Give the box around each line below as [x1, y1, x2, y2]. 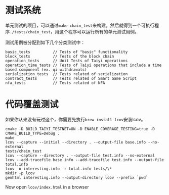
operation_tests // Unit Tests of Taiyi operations [5, 58, 128, 63]
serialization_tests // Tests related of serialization [5, 71, 128, 76]
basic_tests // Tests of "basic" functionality [5, 49, 128, 55]
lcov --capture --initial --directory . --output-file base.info [5, 139, 146, 144]
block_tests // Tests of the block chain [5, 54, 114, 59]
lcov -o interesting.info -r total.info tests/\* [5, 166, 112, 171]
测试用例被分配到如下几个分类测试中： [5, 39, 85, 45]
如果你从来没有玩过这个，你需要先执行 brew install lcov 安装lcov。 [5, 116, 146, 122]
